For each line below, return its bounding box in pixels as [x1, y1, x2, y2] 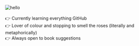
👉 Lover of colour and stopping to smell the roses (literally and [5, 23, 135, 28]
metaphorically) [5, 30, 37, 35]
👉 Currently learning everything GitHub [5, 15, 87, 21]
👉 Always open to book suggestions [5, 35, 81, 41]
